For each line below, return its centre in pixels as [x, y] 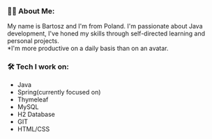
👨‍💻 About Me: [31, 11]
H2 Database [36, 114]
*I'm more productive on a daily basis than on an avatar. [88, 49]
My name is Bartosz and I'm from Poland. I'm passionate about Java [105, 26]
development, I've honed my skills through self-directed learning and [106, 33]
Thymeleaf [33, 99]
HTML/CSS [33, 129]
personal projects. [33, 41]
